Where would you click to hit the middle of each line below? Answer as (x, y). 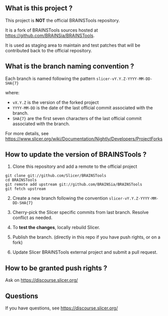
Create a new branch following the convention (60, 198)
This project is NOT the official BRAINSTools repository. (63, 20)
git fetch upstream (26, 189)
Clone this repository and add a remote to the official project (75, 167)
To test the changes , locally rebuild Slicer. (56, 228)
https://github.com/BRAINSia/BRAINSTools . (50, 35)
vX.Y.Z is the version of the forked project (56, 102)
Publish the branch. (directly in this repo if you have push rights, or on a (86, 237)
